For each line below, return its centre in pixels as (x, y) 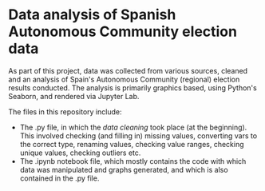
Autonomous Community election (123, 32)
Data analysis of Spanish (92, 15)
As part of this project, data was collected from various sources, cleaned (128, 70)
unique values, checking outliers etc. (80, 153)
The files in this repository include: (65, 111)
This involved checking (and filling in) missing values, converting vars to (138, 135)
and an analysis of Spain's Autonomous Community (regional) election (124, 79)
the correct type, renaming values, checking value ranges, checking (132, 144)
